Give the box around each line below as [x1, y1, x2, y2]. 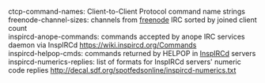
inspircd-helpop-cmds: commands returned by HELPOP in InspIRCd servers [8, 49, 256, 58]
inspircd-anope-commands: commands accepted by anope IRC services [8, 32, 245, 41]
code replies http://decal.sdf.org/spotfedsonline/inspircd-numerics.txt [8, 66, 237, 74]
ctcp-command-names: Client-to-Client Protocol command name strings [8, 7, 245, 16]
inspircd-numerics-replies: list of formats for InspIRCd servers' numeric [8, 57, 241, 66]
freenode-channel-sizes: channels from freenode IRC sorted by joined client [8, 15, 257, 25]
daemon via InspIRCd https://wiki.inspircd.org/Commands [8, 40, 197, 50]
